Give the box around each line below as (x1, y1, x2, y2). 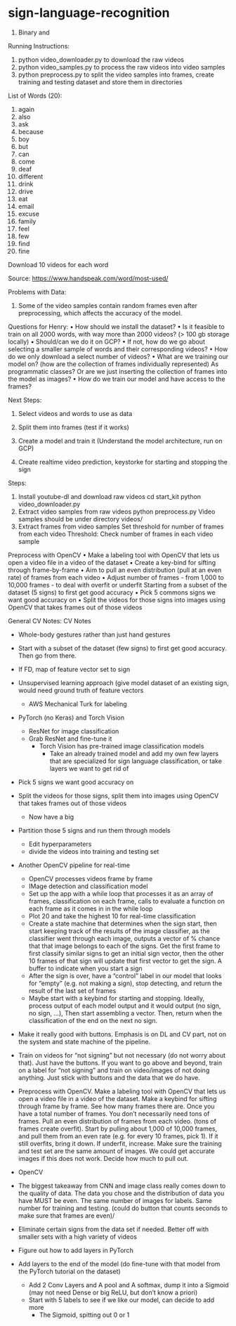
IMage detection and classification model (28, 882, 148, 890)
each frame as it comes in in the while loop (28, 904, 153, 913)
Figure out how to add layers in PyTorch (18, 1246, 134, 1254)
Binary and (18, 28, 50, 37)
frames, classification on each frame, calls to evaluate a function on (28, 897, 225, 905)
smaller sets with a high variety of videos (18, 1232, 138, 1241)
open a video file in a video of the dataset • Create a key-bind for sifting (8, 558, 216, 566)
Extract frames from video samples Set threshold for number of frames (18, 522, 224, 531)
